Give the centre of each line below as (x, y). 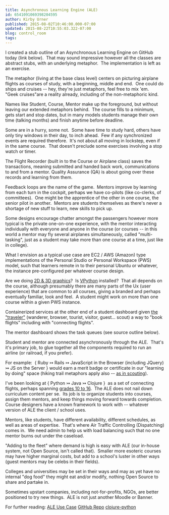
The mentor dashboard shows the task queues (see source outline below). (82, 332)
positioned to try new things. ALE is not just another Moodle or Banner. (79, 497)
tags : (11, 38)
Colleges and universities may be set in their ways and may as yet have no (82, 471)
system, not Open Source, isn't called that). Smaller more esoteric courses (83, 451)
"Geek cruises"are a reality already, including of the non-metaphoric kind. (82, 94)
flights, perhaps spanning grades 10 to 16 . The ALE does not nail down (79, 388)
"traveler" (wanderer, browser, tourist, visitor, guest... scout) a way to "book (84, 317)
